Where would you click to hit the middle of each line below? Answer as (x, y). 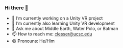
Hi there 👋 (17, 8)
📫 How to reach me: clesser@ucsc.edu (52, 34)
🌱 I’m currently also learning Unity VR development (63, 23)
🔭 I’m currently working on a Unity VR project (57, 18)
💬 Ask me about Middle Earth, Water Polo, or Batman (65, 29)
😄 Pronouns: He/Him (33, 41)
